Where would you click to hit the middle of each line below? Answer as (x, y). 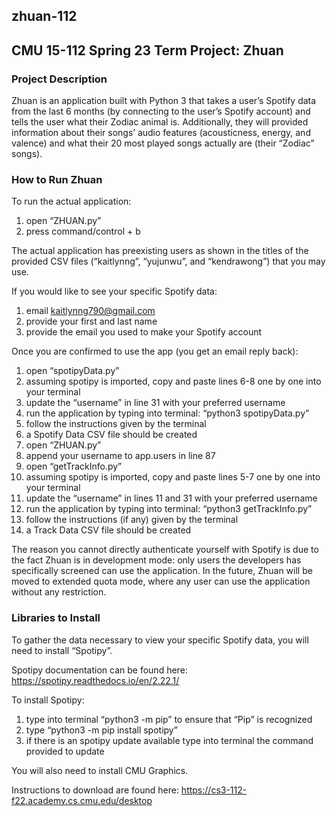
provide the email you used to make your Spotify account (144, 332)
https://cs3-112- (214, 790)
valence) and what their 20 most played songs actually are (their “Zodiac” (163, 143)
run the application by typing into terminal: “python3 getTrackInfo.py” (169, 509)
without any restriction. (59, 592)
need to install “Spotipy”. (62, 650)
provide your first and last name (91, 321)
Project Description (59, 79)
